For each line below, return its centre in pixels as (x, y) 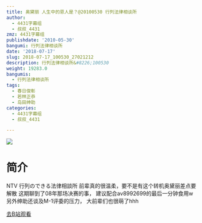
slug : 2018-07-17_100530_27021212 (50, 57)
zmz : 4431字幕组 (26, 35)
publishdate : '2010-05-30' (40, 40)
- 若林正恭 (24, 97)
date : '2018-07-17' (31, 52)
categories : (21, 108)
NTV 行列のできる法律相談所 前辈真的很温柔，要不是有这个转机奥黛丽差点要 (101, 186)
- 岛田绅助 (24, 102)
